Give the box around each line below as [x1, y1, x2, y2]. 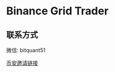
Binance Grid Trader [6, 4, 109, 18]
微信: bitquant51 [6, 47, 46, 53]
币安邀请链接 [6, 59, 38, 67]
